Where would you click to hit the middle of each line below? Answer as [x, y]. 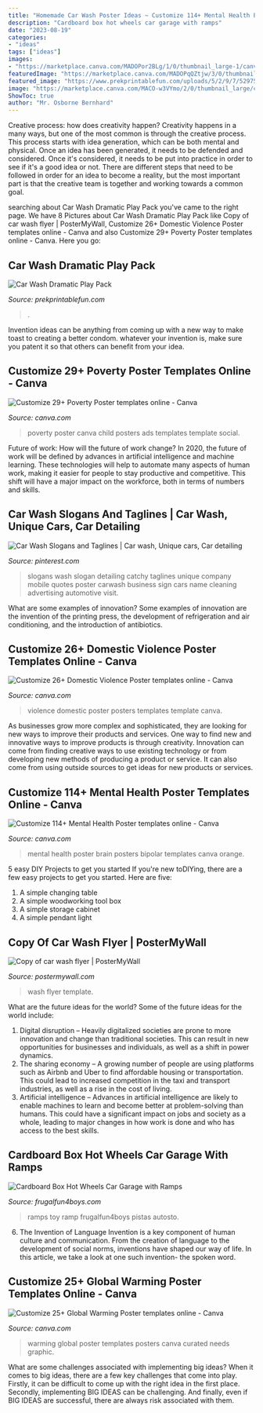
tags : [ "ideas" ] [34, 52]
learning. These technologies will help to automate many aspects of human [129, 465]
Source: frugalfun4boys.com [55, 1201]
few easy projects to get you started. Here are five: [90, 878]
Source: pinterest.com [44, 560]
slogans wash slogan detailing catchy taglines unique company [129, 576]
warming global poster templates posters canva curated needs [128, 1343]
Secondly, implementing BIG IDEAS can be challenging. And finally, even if [128, 1392]
